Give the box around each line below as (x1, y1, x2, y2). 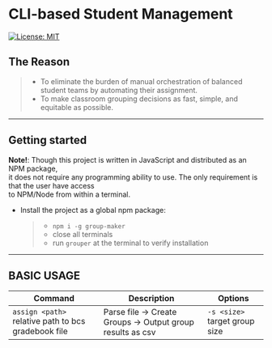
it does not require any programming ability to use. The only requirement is (8, 172, 258, 182)
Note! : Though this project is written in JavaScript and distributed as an (8, 155, 247, 164)
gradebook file (12, 325, 69, 337)
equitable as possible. (40, 102, 114, 112)
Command (33, 293, 74, 304)
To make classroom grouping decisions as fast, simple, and (40, 94, 239, 104)
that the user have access (8, 180, 95, 190)
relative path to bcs (12, 316, 86, 327)
